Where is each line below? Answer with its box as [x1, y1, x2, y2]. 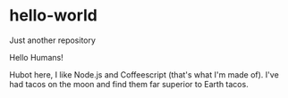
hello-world [9, 5, 98, 26]
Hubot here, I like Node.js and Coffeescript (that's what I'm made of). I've [9, 69, 279, 80]
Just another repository [9, 35, 97, 45]
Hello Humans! [9, 52, 64, 62]
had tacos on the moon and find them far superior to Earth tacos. [9, 78, 249, 89]
